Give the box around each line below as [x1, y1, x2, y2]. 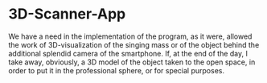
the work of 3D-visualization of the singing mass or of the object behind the [8, 39, 260, 49]
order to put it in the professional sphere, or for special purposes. [8, 65, 225, 75]
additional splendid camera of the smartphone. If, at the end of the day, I [8, 48, 248, 58]
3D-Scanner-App [8, 5, 126, 23]
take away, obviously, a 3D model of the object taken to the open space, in [8, 57, 256, 67]
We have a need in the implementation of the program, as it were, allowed [8, 31, 253, 41]
